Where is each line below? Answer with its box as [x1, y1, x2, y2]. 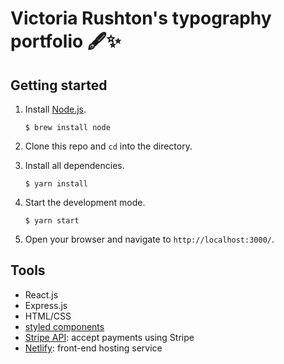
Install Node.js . [24, 103, 87, 115]
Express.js [24, 299, 68, 311]
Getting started [10, 77, 108, 94]
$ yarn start [24, 216, 80, 226]
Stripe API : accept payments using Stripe [24, 331, 195, 343]
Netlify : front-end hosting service [24, 342, 163, 354]
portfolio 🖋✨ [10, 30, 122, 53]
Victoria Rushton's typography [10, 7, 272, 30]
